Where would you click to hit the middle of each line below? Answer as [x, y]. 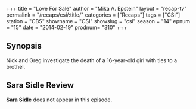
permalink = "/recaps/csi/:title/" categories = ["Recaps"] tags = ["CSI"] [93, 15]
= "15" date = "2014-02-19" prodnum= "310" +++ [67, 27]
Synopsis [24, 46]
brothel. [16, 66]
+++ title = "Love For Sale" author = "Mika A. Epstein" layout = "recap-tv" [97, 9]
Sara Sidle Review [40, 85]
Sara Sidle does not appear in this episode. [59, 100]
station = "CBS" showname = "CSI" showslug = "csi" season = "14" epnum [98, 21]
